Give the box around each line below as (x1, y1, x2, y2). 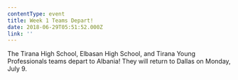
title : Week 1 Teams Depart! (7, 17, 94, 24)
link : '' (7, 30, 33, 38)
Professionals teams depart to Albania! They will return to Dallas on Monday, (7, 57, 231, 66)
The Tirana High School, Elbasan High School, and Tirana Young (7, 50, 196, 58)
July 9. (7, 64, 27, 73)
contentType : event (7, 10, 65, 18)
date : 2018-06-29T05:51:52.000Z (7, 23, 103, 30)
